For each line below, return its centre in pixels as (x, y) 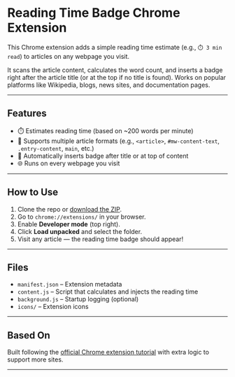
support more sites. (35, 359)
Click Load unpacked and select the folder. (79, 231)
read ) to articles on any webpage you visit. (69, 56)
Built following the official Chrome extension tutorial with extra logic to (108, 352)
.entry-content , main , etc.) (56, 148)
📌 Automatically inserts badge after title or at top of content (103, 156)
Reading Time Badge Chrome (94, 13)
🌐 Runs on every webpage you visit (69, 163)
